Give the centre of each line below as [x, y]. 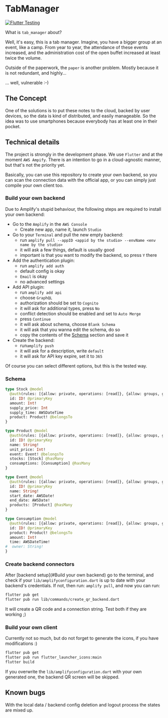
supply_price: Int [29, 408]
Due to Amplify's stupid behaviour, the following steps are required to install [83, 209]
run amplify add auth [42, 265]
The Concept [26, 98]
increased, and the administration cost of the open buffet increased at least [83, 53]
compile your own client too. [34, 185]
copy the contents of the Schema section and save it [74, 335]
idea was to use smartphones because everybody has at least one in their [81, 121]
